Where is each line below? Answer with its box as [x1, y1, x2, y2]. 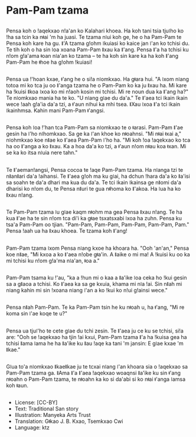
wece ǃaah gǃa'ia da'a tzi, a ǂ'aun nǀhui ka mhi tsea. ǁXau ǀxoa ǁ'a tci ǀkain [6, 100, 181, 107]
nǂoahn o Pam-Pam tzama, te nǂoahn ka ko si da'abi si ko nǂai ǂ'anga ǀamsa [6, 376, 186, 383]
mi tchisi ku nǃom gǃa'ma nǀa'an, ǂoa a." [6, 257, 100, 264]
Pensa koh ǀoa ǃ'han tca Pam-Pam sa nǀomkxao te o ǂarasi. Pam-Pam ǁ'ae [6, 124, 184, 131]
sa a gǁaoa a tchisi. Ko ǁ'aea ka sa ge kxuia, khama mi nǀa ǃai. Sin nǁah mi [6, 280, 182, 287]
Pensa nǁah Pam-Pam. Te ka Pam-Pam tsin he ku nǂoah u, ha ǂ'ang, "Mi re [6, 304, 185, 311]
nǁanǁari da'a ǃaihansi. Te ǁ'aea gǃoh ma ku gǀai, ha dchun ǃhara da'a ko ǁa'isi [6, 172, 190, 180]
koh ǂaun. [6, 382, 28, 389]
